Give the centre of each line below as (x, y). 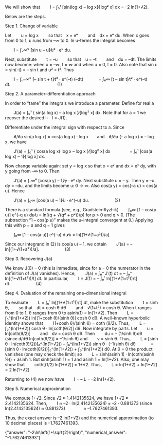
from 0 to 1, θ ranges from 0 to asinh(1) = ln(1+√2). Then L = (69, 313)
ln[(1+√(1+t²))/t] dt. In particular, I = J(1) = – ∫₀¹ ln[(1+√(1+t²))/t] (71, 278)
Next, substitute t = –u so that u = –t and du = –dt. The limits (81, 59)
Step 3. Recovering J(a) (29, 259)
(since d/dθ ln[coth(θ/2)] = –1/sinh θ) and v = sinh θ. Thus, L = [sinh (81, 339)
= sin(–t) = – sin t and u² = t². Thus (39, 70)
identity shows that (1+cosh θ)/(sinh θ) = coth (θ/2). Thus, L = (75, 323)
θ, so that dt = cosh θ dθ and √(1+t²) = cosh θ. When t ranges (78, 308)
